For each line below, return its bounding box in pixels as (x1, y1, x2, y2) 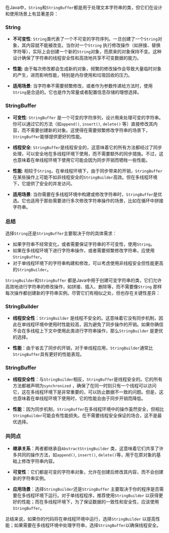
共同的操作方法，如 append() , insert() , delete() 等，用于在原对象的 (17, 451, 157, 458)
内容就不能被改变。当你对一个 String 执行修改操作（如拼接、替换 (26, 42, 161, 48)
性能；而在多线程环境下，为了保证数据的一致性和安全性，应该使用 (21, 498, 159, 505)
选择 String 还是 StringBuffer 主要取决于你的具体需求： (5, 230, 117, 236)
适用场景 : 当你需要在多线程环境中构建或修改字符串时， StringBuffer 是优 (12, 191, 162, 197)
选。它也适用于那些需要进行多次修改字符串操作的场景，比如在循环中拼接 (12, 197, 163, 204)
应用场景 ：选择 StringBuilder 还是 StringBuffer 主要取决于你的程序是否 (12, 486, 159, 492)
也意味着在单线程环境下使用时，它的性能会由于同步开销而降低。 (12, 395, 146, 402)
